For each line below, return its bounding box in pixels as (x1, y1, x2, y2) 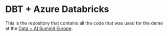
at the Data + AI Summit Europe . (5, 25, 73, 31)
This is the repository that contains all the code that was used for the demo (5, 20, 163, 26)
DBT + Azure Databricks (5, 3, 109, 15)
